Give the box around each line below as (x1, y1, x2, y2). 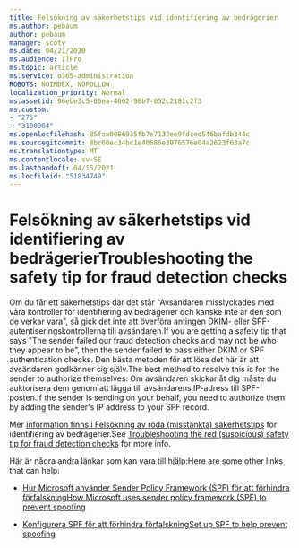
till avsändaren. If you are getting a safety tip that (107, 326, 286, 336)
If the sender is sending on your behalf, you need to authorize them (37, 392, 286, 404)
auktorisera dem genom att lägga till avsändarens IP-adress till (9, 383, 240, 394)
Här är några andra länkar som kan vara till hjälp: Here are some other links (9, 456, 284, 466)
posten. (9, 392, 38, 404)
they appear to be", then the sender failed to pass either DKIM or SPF (9, 344, 265, 355)
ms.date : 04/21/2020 (9, 47, 87, 56)
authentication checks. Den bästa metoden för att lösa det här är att (9, 354, 260, 365)
